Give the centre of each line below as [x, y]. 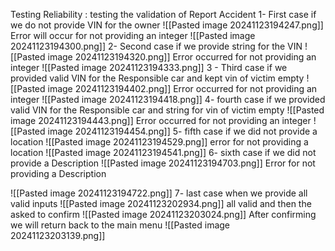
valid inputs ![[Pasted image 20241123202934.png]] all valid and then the [161, 203]
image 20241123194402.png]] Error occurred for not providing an [182, 88]
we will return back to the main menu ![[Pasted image [120, 225]
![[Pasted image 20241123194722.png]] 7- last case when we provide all [159, 193]
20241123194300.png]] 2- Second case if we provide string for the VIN [156, 46]
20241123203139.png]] [58, 235]
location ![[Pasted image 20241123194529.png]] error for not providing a [159, 142]
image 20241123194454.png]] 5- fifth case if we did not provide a [182, 131]
